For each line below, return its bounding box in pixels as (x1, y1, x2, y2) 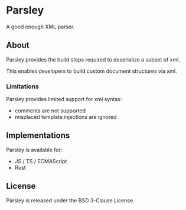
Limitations (6, 82, 40, 91)
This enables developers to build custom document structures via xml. (6, 67, 177, 75)
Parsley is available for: (6, 146, 63, 153)
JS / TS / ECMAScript (14, 157, 67, 164)
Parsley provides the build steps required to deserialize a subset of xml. (6, 56, 180, 63)
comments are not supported (14, 107, 86, 114)
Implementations (6, 131, 70, 141)
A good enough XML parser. (6, 23, 75, 30)
